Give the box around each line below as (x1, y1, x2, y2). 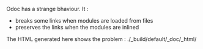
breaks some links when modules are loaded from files (15, 17, 153, 24)
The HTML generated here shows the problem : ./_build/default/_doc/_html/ (6, 36, 197, 42)
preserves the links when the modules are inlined (15, 24, 139, 31)
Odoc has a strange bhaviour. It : (6, 6, 89, 12)
